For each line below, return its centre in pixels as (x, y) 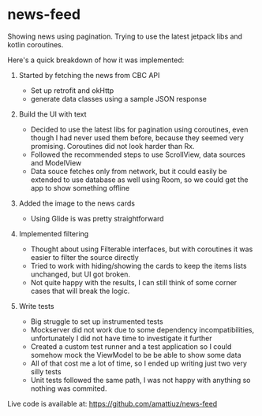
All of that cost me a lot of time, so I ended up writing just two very (139, 363)
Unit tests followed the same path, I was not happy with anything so (140, 380)
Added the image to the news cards (77, 203)
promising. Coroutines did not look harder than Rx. (112, 146)
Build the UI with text (53, 114)
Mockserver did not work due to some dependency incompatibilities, (142, 329)
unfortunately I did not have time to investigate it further (121, 338)
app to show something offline (80, 188)
